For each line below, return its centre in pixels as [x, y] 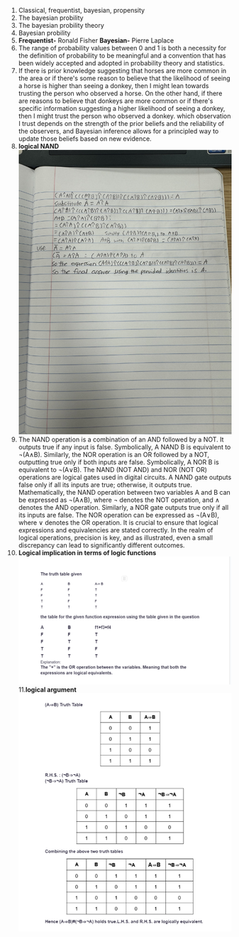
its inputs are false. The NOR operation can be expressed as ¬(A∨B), [118, 515]
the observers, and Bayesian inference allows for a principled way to [118, 131]
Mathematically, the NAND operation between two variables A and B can [124, 493]
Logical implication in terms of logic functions [87, 553]
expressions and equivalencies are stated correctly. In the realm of [116, 530]
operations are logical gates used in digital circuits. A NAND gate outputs [125, 477]
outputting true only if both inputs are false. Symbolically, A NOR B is [118, 462]
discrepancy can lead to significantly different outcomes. [101, 545]
